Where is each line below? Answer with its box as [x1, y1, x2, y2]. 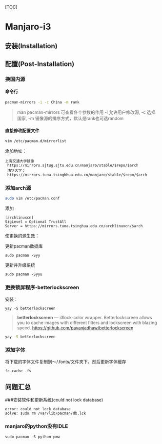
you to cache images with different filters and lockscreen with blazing [17, 320, 157, 325]
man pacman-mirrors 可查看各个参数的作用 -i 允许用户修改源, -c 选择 [17, 109, 156, 115]
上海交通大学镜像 [5, 159, 35, 164]
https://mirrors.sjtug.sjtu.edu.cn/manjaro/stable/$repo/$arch [7, 163, 139, 168]
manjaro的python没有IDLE [5, 423, 68, 430]
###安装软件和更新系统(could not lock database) [5, 397, 103, 403]
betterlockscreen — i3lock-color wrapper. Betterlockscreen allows [17, 314, 152, 320]
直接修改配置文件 [5, 127, 40, 133]
